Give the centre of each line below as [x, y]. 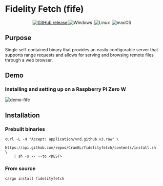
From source [20, 168]
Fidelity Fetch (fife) [44, 9]
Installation [22, 115]
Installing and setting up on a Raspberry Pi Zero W [66, 89]
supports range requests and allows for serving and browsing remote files [79, 55]
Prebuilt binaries [25, 129]
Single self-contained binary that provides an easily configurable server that [81, 49]
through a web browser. [29, 60]
